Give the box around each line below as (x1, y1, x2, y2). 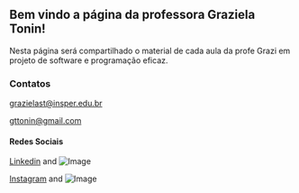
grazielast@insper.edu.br (9, 98, 103, 109)
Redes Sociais (9, 135, 64, 147)
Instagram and (9, 173, 63, 184)
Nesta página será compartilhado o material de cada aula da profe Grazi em (9, 45, 291, 56)
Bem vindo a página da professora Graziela (9, 7, 256, 23)
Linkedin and (9, 156, 57, 167)
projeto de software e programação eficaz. (9, 54, 168, 66)
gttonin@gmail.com (9, 115, 82, 126)
